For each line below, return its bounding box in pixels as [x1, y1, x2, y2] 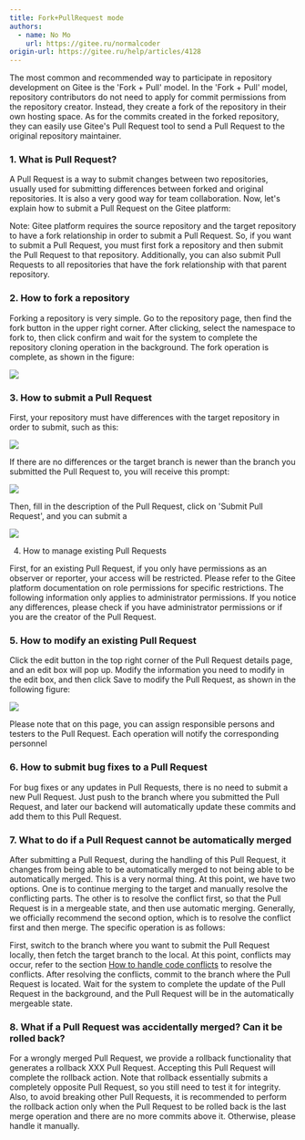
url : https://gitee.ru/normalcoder [25, 38, 161, 48]
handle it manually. [9, 1121, 80, 1132]
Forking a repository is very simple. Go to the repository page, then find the [9, 312, 292, 324]
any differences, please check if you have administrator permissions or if [9, 602, 283, 613]
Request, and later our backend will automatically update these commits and [9, 801, 296, 812]
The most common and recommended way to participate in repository [9, 72, 272, 83]
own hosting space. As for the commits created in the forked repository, [9, 111, 280, 122]
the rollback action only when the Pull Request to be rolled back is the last [9, 1101, 287, 1113]
